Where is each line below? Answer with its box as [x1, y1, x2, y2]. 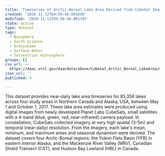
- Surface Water [9, 48, 43, 53]
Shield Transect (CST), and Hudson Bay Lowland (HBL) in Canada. [5, 145, 139, 151]
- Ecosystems [9, 44, 36, 49]
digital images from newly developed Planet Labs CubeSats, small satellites [5, 109, 158, 115]
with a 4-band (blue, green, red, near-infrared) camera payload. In [5, 114, 139, 120]
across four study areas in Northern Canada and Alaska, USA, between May [5, 99, 159, 104]
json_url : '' [5, 71, 32, 76]
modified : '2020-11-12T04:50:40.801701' [5, 16, 89, 21]
